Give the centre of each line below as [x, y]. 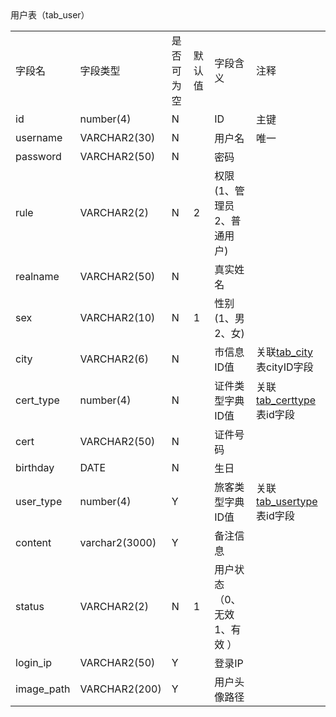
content [33, 542]
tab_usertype [287, 501]
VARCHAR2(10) [117, 317]
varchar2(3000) [118, 542]
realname [37, 276]
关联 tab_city [284, 352]
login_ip [34, 662]
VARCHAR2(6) [114, 359]
